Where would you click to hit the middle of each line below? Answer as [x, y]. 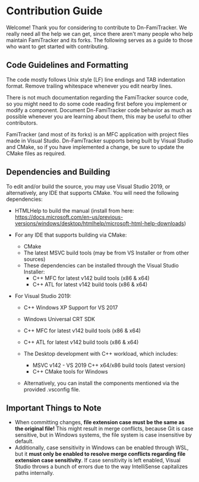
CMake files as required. [36, 153]
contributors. [22, 123]
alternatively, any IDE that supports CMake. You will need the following [93, 192]
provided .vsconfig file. [52, 389]
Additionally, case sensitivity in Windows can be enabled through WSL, [102, 447]
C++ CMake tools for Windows [70, 371]
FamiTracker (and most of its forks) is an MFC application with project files [97, 134]
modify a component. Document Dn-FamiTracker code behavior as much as [99, 110]
